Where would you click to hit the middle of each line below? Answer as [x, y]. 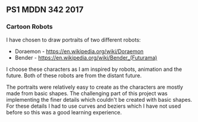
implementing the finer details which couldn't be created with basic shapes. [99, 99]
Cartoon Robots [30, 27]
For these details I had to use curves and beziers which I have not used [94, 106]
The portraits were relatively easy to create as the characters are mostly [95, 87]
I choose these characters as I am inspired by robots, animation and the [94, 69]
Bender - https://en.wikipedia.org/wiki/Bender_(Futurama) [86, 57]
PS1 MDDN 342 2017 [45, 10]
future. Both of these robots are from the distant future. [74, 75]
